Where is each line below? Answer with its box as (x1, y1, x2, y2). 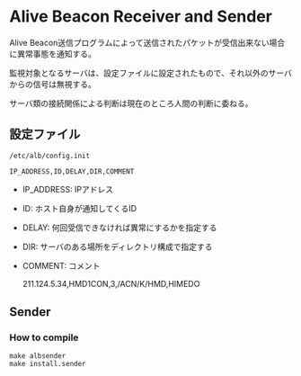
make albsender (9, 352, 66, 361)
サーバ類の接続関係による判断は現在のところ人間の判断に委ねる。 (9, 97, 253, 109)
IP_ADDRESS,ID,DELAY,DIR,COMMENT (9, 166, 135, 176)
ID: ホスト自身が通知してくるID (22, 202, 137, 213)
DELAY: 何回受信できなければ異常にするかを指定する (22, 222, 217, 233)
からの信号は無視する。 (9, 78, 96, 89)
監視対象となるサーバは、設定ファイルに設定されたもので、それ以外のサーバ (9, 67, 292, 78)
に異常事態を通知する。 (9, 48, 96, 59)
